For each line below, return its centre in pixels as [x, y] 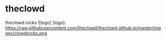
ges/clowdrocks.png [26, 33]
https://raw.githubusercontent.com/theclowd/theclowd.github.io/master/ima [83, 27]
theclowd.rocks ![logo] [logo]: [36, 22]
